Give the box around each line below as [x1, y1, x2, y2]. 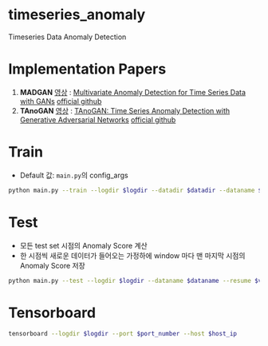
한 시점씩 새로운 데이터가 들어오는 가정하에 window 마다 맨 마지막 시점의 [19, 250, 246, 260]
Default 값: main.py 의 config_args [19, 170, 129, 180]
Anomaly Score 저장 [19, 260, 85, 270]
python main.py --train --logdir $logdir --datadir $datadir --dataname [8, 186, 255, 194]
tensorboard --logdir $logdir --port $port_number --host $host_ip [8, 330, 238, 338]
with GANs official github [19, 96, 102, 105]
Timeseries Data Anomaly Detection [8, 32, 127, 42]
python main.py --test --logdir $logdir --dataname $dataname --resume [8, 276, 251, 284]
